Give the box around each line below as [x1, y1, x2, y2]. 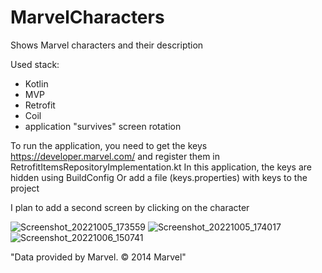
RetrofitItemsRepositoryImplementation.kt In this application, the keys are [10, 161, 312, 173]
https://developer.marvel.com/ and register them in [10, 150, 221, 162]
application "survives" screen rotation [24, 120, 182, 132]
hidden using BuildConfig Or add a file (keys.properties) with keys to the [10, 171, 308, 183]
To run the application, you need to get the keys [10, 139, 208, 151]
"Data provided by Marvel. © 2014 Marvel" [10, 251, 187, 263]
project [10, 182, 40, 194]
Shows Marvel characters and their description [10, 39, 204, 51]
